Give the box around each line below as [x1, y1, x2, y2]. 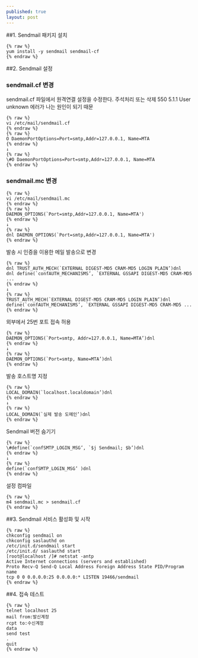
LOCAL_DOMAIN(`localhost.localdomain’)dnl [6, 390, 113, 396]
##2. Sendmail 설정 [6, 65, 53, 72]
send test [6, 631, 31, 637]
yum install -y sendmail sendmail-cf [6, 48, 100, 54]
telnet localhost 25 [6, 607, 58, 614]
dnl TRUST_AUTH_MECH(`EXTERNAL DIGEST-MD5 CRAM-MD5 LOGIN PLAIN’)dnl [6, 266, 182, 272]
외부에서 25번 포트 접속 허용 [6, 319, 71, 326]
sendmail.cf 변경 [6, 81, 55, 89]
